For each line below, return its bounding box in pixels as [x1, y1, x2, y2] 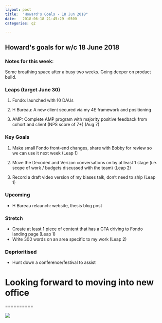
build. [5, 74, 17, 80]
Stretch [5, 215, 23, 221]
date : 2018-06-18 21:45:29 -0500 [5, 16, 77, 21]
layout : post [5, 7, 32, 12]
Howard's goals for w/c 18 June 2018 [5, 43, 120, 51]
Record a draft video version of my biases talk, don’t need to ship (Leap [12, 174, 156, 180]
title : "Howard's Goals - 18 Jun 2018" [5, 12, 89, 17]
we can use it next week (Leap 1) [12, 150, 78, 156]
